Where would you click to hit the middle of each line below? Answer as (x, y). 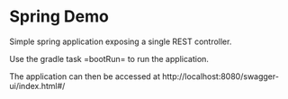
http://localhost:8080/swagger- (220, 76)
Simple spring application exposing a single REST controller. (121, 41)
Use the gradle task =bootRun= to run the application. (109, 58)
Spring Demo (59, 17)
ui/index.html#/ (37, 85)
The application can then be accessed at (85, 76)
